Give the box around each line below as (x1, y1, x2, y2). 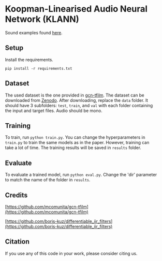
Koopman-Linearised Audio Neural (5, 3, 147, 15)
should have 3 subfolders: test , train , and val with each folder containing (5, 102, 153, 108)
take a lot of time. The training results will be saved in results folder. (5, 145, 142, 151)
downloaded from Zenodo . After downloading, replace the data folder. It (5, 97, 148, 103)
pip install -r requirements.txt (5, 66, 73, 71)
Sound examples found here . (5, 30, 63, 35)
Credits (5, 191, 28, 199)
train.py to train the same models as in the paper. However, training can (5, 140, 149, 146)
